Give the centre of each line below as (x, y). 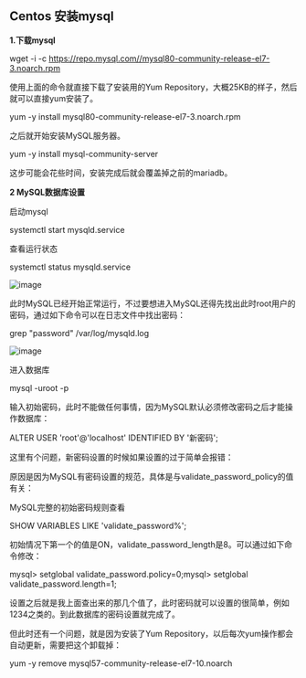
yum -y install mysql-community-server (84, 154)
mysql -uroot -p (39, 387)
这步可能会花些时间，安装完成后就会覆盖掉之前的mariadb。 (121, 173)
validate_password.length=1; (63, 584)
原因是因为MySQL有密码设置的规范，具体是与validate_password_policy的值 (152, 476)
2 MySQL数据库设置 (47, 192)
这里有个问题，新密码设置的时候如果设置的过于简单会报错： (121, 457)
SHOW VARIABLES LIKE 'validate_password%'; (98, 525)
